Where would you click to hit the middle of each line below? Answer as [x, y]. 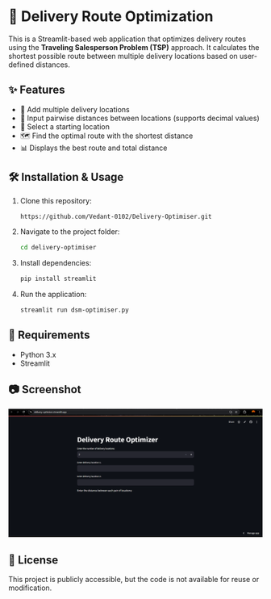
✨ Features [37, 90]
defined [21, 65]
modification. [30, 588]
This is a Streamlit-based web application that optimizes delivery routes [127, 39]
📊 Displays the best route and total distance [94, 148]
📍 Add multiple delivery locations [75, 109]
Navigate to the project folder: [70, 232]
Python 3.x [38, 354]
